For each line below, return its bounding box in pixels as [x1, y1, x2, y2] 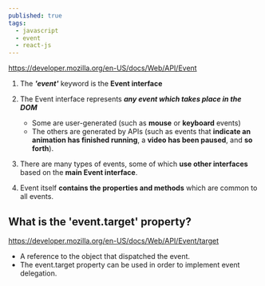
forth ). [31, 144, 54, 153]
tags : [8, 19, 26, 27]
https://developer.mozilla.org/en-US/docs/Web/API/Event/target [8, 236, 220, 245]
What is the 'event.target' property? [8, 215, 192, 228]
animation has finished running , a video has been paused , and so [31, 135, 253, 145]
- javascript [15, 26, 59, 34]
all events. [19, 192, 54, 201]
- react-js [15, 42, 52, 50]
